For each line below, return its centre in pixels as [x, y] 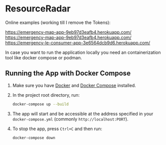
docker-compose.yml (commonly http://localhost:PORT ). [70, 119]
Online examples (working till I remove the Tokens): [58, 22]
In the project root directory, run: [46, 95]
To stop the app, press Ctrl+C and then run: [57, 129]
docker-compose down [34, 138]
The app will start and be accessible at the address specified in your [83, 114]
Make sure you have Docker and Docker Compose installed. [74, 85]
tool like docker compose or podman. [44, 57]
